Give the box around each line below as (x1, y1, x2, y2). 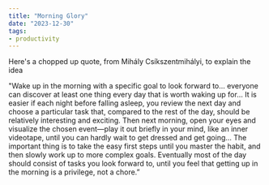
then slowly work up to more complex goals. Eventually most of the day (8, 150, 247, 160)
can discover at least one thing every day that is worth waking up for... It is (8, 90, 257, 100)
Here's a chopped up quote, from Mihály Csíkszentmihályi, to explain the (8, 57, 251, 67)
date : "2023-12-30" (8, 19, 75, 28)
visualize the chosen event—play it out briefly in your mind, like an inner (8, 124, 249, 134)
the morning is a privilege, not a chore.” (8, 167, 140, 177)
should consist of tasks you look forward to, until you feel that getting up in (8, 159, 258, 169)
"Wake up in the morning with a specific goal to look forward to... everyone (8, 81, 259, 91)
